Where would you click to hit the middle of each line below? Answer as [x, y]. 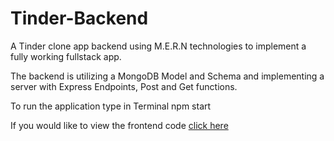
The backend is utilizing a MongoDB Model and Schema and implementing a [167, 76]
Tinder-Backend [79, 18]
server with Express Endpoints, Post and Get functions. [124, 86]
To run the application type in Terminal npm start [111, 106]
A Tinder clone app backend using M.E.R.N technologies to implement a [158, 46]
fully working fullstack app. [66, 56]
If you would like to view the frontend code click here [119, 125]
